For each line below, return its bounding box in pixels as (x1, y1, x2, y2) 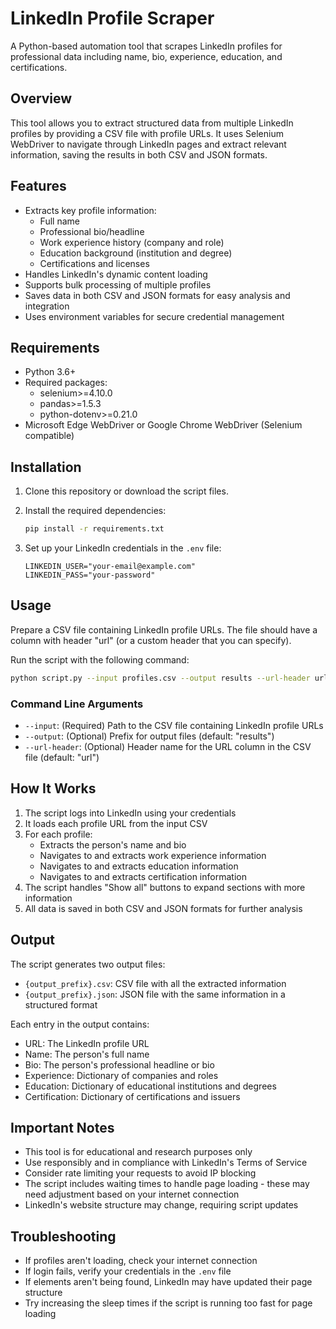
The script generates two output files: (10, 958, 166, 970)
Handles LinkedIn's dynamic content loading (24, 268, 208, 280)
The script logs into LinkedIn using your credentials (24, 807, 237, 819)
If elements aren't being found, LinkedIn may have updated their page (24, 1276, 313, 1288)
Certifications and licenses (39, 257, 150, 269)
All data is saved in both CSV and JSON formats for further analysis (24, 902, 303, 914)
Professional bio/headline (39, 225, 145, 237)
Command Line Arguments (10, 697, 144, 711)
